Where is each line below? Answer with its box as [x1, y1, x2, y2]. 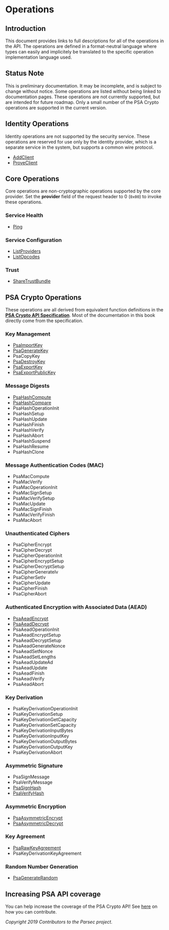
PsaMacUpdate [12, 501, 46, 507]
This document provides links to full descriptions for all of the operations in [5, 38, 164, 44]
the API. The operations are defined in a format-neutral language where [5, 43, 157, 49]
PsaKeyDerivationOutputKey [12, 744, 73, 750]
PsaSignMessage [12, 774, 50, 780]
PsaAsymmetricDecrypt [12, 820, 63, 827]
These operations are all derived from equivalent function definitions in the [5, 307, 163, 313]
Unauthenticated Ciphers [5, 530, 70, 537]
